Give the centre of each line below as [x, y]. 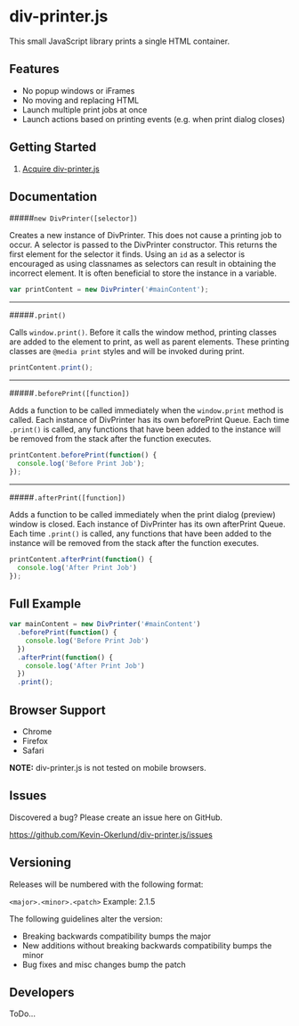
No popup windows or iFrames [78, 90]
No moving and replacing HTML [81, 100]
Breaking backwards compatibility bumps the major [117, 936]
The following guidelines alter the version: [86, 918]
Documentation [53, 197]
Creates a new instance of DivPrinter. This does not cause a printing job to [145, 236]
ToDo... [22, 1014]
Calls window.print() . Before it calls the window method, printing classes [143, 333]
